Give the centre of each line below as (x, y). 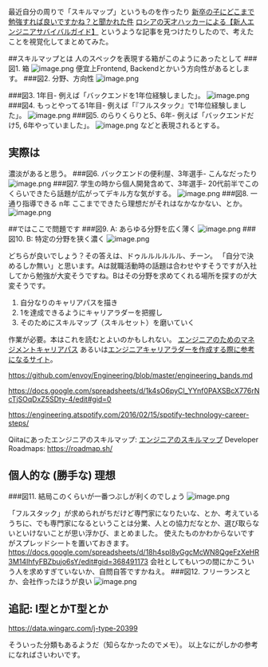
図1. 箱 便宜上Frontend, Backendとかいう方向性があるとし (126, 69)
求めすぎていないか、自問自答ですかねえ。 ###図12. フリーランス (137, 571)
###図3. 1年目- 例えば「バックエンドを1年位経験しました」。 (106, 95)
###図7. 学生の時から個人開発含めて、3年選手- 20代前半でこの (156, 183)
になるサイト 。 (33, 359)
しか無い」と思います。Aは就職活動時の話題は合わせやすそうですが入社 (140, 265)
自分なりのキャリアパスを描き (69, 302)
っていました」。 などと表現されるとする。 (133, 125)
